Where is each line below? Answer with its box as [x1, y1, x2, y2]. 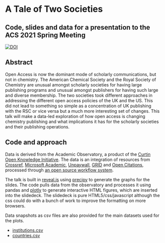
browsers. [5, 202, 26, 208]
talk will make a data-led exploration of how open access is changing [5, 113, 145, 119]
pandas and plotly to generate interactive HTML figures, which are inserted [5, 187, 158, 193]
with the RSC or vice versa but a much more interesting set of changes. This [5, 108, 160, 114]
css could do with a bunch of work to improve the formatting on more [5, 198, 146, 203]
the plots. [5, 217, 25, 223]
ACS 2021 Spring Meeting [5, 31, 86, 39]
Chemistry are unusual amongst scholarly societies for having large [5, 81, 142, 87]
